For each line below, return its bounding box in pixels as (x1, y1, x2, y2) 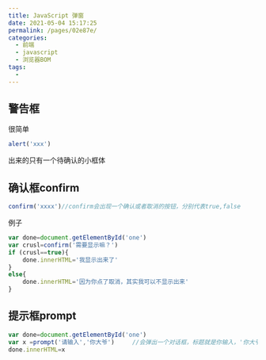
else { (8, 270, 26, 278)
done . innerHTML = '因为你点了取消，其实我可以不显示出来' (22, 278, 189, 286)
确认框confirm (8, 181, 80, 194)
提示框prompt (8, 309, 77, 323)
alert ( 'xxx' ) (8, 140, 51, 148)
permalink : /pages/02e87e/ (8, 26, 97, 34)
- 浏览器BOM (15, 56, 51, 64)
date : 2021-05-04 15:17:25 (8, 19, 97, 27)
